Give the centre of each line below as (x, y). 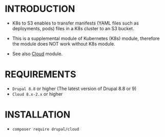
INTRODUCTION (40, 9)
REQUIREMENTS (40, 74)
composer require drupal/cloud (46, 129)
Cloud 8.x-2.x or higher (37, 94)
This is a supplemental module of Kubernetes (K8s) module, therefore (86, 38)
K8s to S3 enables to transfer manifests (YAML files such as (75, 23)
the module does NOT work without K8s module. (64, 43)
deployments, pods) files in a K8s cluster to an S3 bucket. (73, 28)
